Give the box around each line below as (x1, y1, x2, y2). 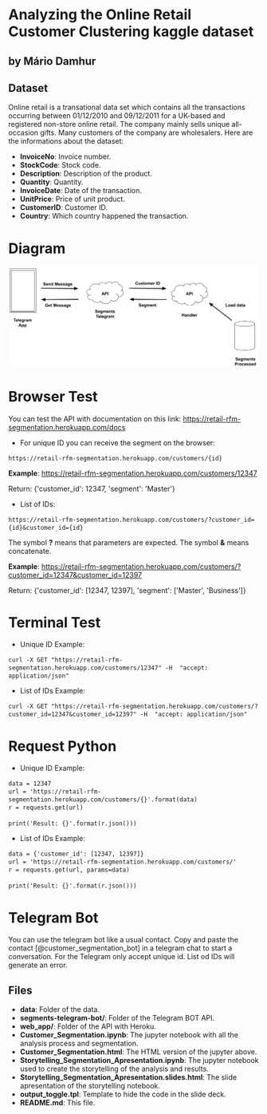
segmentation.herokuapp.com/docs (8, 422, 126, 432)
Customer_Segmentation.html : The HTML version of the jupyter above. (19, 1047, 257, 1057)
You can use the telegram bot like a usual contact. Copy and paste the (8, 935, 239, 945)
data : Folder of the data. (19, 1005, 100, 1014)
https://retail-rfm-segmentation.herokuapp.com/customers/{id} (8, 454, 223, 462)
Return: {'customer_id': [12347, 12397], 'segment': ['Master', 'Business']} (8, 585, 246, 595)
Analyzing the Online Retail (8, 6, 192, 24)
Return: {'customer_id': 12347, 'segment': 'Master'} (8, 484, 175, 493)
